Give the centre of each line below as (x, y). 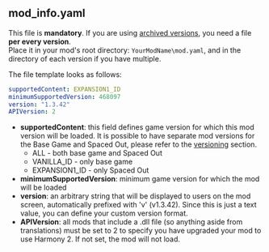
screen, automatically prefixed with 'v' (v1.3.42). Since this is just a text (138, 205)
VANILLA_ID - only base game (82, 162)
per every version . (40, 41)
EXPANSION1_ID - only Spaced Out (90, 170)
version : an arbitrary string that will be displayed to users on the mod (135, 196)
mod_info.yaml (47, 13)
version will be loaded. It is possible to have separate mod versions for (137, 136)
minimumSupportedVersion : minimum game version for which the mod (140, 179)
